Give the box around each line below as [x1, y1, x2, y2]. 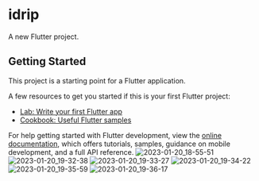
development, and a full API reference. [8, 147, 134, 156]
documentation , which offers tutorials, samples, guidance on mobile [8, 139, 230, 148]
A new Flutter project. [8, 32, 79, 41]
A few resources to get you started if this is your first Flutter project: [8, 91, 230, 101]
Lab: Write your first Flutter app [19, 106, 123, 116]
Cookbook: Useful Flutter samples [19, 115, 132, 125]
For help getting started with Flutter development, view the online [8, 130, 222, 140]
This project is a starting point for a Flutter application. [8, 75, 186, 85]
